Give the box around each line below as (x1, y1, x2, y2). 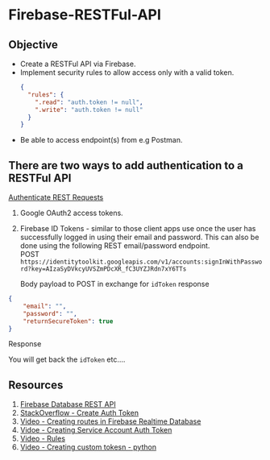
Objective (8, 38, 59, 52)
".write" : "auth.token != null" (35, 106, 143, 114)
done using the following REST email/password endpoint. (19, 241, 210, 251)
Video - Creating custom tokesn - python (19, 442, 157, 452)
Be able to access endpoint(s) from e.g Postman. (19, 135, 183, 145)
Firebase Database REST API (19, 400, 116, 409)
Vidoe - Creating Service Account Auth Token (19, 425, 172, 435)
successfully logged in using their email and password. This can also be (19, 232, 260, 242)
